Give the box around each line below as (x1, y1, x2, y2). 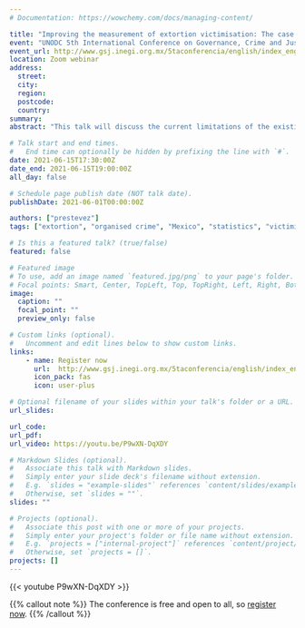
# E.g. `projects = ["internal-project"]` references (9, 539, 225, 549)
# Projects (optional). (9, 514, 100, 523)
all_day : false (9, 172, 67, 182)
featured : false (9, 247, 71, 256)
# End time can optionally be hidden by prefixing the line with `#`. (9, 147, 290, 157)
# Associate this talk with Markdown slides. (9, 464, 193, 473)
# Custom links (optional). (9, 330, 116, 339)
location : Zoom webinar (9, 55, 100, 64)
